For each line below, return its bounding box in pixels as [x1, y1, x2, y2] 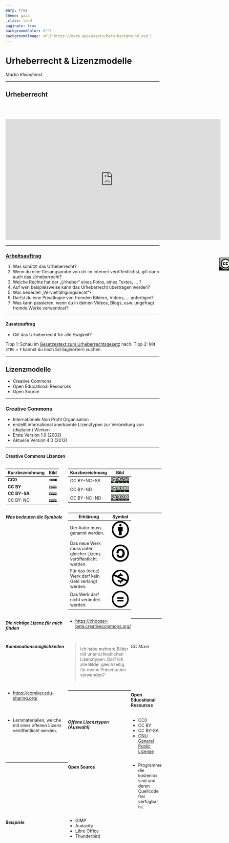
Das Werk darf [70, 591, 99, 597]
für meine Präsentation [80, 667, 126, 673]
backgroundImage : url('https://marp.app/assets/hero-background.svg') [5, 34, 152, 39]
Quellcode [138, 788, 159, 794]
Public [138, 743, 151, 749]
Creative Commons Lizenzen [5, 453, 65, 459]
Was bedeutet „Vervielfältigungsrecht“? [12, 289, 92, 296]
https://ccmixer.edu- [12, 690, 54, 696]
